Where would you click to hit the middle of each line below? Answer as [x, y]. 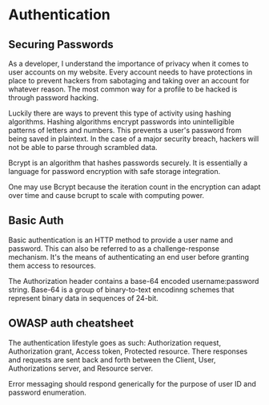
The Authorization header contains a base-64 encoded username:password [134, 281]
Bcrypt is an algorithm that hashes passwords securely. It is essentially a [128, 163]
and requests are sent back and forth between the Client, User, [112, 359]
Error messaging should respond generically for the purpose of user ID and [132, 383]
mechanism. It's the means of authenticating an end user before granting [129, 257]
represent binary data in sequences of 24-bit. [83, 298]
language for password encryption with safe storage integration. [114, 171]
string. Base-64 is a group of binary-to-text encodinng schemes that [121, 290]
